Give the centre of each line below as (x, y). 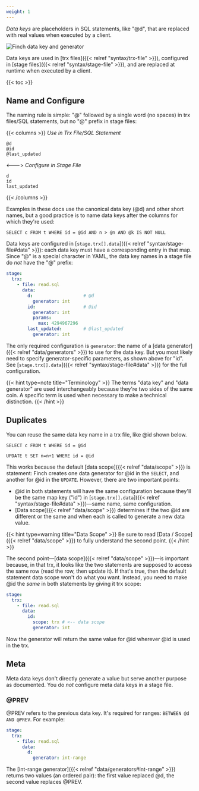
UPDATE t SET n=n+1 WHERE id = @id (50, 456)
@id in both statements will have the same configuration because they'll (103, 491)
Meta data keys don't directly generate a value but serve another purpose (97, 678)
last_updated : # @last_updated (75, 329)
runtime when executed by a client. (49, 70)
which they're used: (30, 222)
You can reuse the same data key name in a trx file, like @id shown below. (97, 434)
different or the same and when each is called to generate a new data (100, 516)
